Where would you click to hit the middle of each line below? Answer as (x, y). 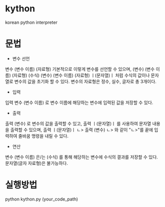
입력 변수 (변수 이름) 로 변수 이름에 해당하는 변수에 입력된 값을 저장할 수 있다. (79, 103)
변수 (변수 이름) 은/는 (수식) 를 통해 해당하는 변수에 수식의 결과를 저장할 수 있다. (82, 157)
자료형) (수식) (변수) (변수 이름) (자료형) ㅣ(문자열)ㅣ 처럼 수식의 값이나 (82, 75)
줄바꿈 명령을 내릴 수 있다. (43, 136)
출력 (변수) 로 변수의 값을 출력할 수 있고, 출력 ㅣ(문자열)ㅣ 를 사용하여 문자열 (78, 123)
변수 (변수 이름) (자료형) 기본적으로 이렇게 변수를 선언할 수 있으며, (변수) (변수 (80, 69)
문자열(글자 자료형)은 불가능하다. (37, 163)
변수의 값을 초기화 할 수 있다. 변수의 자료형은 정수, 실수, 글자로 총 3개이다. (85, 81)
